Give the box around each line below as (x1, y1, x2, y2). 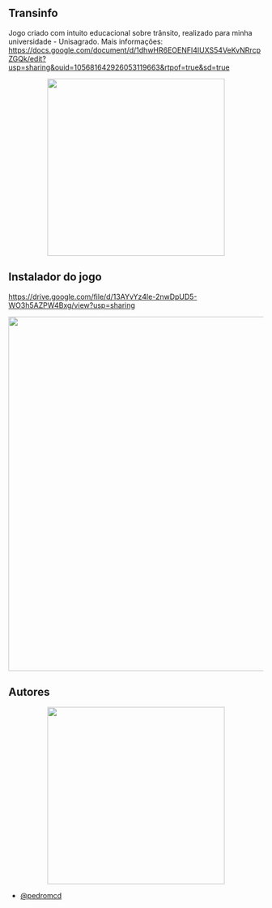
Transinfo (8, 6, 58, 20)
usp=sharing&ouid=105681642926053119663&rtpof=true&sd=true (8, 62, 230, 72)
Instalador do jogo (8, 271, 103, 284)
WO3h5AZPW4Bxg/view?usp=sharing (8, 300, 136, 310)
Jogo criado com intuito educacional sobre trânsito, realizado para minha (8, 28, 253, 37)
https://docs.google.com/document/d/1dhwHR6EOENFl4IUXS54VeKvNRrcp (8, 45, 261, 55)
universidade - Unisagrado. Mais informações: (8, 36, 164, 46)
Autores (8, 685, 50, 699)
